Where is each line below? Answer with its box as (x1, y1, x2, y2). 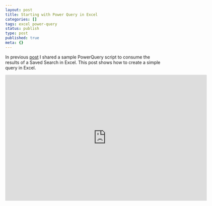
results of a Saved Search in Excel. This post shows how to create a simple (5, 59, 161, 65)
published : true (5, 36, 39, 41)
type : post (5, 31, 28, 36)
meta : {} (5, 40, 24, 45)
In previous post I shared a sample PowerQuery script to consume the (5, 54, 150, 60)
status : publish (5, 26, 39, 31)
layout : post (5, 7, 33, 13)
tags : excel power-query (5, 21, 57, 27)
